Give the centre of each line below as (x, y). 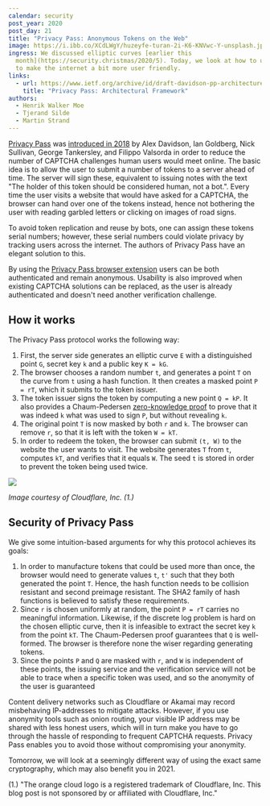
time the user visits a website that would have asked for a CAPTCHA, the (129, 195)
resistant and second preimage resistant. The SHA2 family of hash (130, 592)
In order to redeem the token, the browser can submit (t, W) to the (131, 441)
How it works (42, 320)
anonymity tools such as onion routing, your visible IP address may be (124, 719)
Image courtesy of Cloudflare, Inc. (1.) (71, 497)
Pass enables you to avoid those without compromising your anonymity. (127, 744)
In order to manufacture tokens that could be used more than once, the (137, 566)
